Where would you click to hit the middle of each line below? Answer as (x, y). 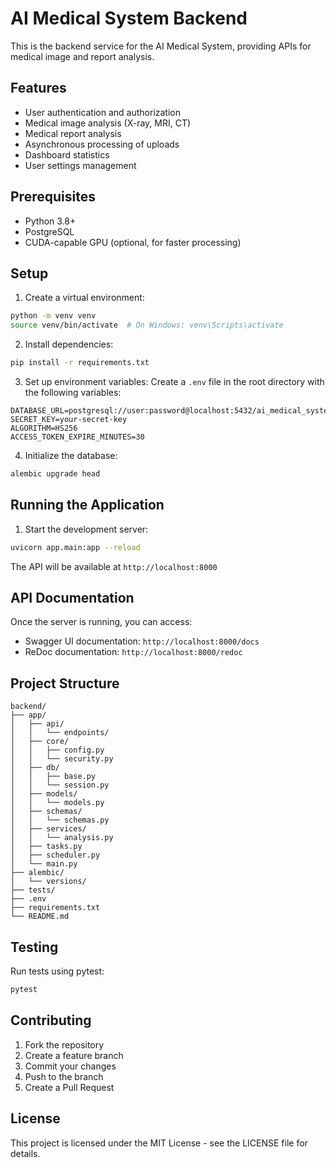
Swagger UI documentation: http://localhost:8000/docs (142, 641)
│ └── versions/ (48, 882)
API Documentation (72, 597)
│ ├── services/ (48, 829)
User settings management (80, 165)
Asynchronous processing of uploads (102, 144)
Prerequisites (53, 197)
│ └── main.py (44, 864)
